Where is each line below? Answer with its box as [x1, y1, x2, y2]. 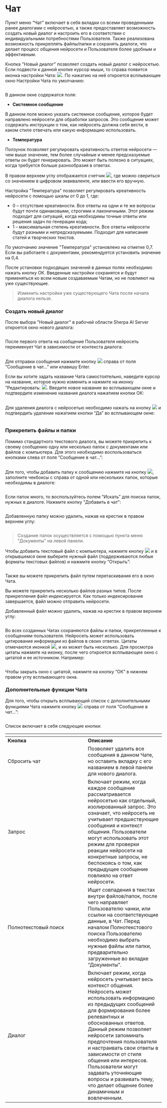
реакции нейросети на [87, 847, 143, 854]
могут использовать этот [87, 834, 149, 841]
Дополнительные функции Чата [5, 686, 88, 693]
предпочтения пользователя [87, 1038, 158, 1045]
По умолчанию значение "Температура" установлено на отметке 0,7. [5, 244, 153, 250]
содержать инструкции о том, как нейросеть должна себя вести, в [5, 121, 148, 127]
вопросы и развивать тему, [87, 1076, 154, 1083]
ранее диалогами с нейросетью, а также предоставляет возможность [5, 24, 156, 30]
